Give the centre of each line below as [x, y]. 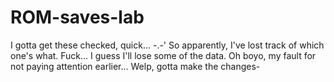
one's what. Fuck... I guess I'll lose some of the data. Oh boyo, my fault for [163, 55]
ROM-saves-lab [77, 17]
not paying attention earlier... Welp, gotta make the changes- [135, 66]
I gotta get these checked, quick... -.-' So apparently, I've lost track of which [167, 45]
